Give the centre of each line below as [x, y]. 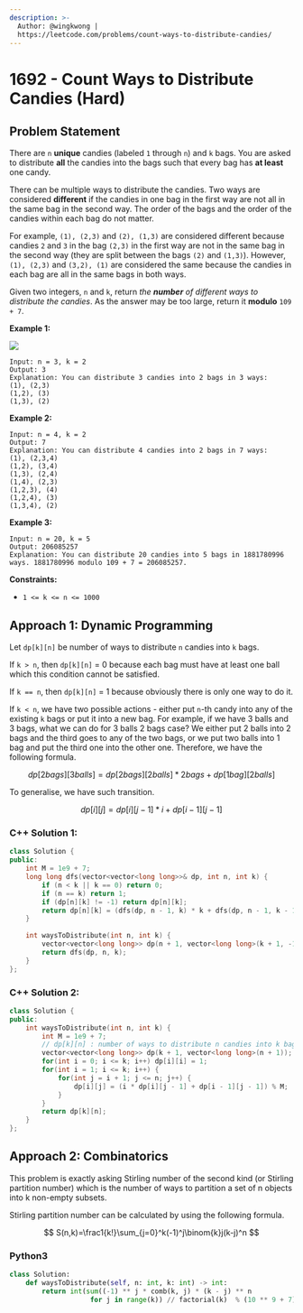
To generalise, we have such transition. [82, 792]
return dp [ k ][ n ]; [74, 1112]
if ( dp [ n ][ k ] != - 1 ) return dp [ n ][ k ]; [115, 902]
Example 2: [31, 418]
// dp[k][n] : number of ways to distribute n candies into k [161, 1045]
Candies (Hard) [68, 98]
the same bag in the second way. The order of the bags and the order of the [151, 209]
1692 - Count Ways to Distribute [132, 79]
